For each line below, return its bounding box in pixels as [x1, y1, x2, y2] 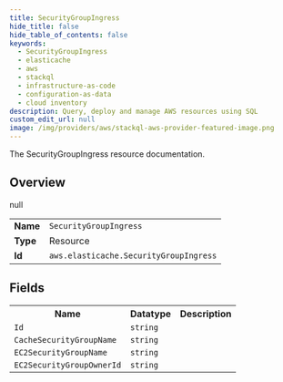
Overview [9, 175, 66, 191]
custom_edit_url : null [9, 115, 96, 124]
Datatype [130, 307, 171, 320]
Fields [9, 280, 45, 296]
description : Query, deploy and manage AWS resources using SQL [9, 107, 258, 116]
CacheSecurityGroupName [14, 335, 117, 345]
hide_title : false [9, 22, 79, 31]
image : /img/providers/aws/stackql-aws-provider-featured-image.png [9, 124, 275, 133]
